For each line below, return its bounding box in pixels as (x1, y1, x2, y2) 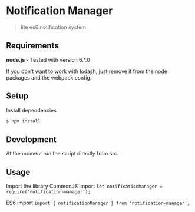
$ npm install (6, 118, 41, 124)
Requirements (6, 41, 59, 51)
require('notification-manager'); (6, 189, 91, 195)
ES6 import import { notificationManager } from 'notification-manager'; (6, 199, 190, 207)
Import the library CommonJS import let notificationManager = (6, 183, 163, 190)
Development (6, 134, 57, 144)
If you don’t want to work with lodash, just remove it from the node (6, 68, 168, 75)
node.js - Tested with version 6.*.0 (6, 56, 90, 63)
